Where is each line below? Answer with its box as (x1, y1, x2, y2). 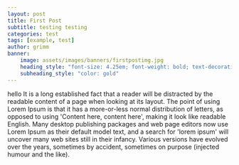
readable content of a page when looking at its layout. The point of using (7, 97, 221, 105)
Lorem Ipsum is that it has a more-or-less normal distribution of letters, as (7, 105, 224, 113)
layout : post (7, 10, 46, 18)
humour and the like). (7, 150, 70, 159)
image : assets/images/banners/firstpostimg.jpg (20, 57, 164, 64)
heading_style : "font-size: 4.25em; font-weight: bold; (20, 63, 190, 70)
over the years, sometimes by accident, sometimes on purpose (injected (7, 142, 220, 151)
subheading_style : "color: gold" (20, 70, 119, 77)
